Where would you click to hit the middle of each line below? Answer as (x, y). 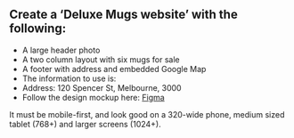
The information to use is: (69, 78)
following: (38, 29)
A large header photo (61, 50)
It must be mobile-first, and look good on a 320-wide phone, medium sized (147, 114)
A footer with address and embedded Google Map (114, 69)
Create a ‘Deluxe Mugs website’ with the (123, 15)
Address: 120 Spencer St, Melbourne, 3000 (102, 87)
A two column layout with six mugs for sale (101, 59)
